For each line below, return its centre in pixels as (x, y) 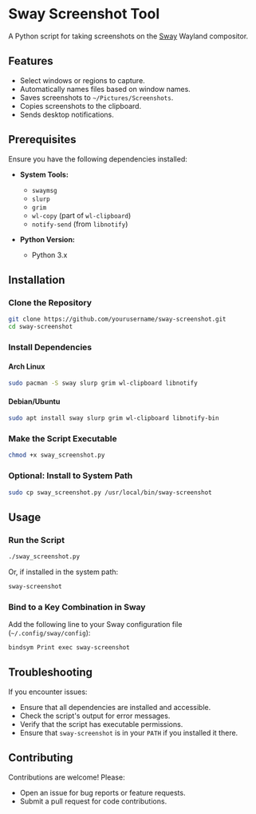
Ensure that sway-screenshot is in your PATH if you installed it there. (129, 732)
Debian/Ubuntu (34, 401)
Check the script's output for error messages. (95, 716)
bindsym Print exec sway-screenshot (69, 648)
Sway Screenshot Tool (84, 14)
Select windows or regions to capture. (82, 80)
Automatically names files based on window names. (105, 89)
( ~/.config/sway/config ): (49, 633)
